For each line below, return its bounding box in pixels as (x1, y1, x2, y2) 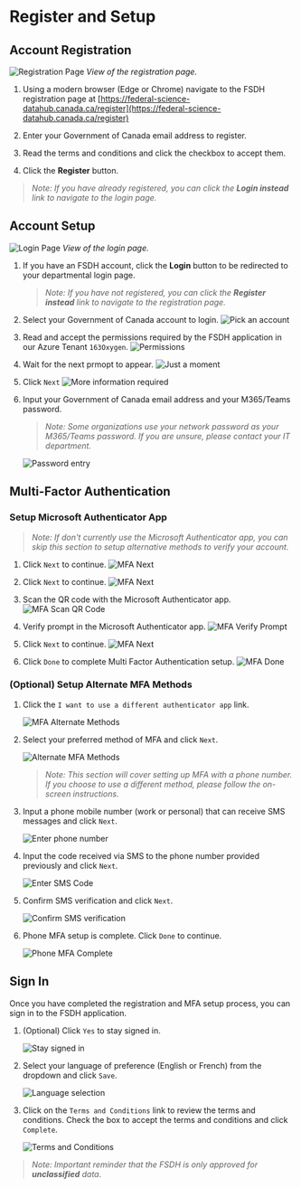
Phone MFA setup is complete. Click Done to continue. (22, 929, 222, 941)
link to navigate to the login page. (31, 193, 157, 203)
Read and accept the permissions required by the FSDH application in (22, 332, 282, 343)
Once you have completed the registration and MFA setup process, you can (9, 997, 291, 1009)
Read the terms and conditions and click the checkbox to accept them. (22, 147, 287, 158)
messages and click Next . (22, 816, 118, 826)
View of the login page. (61, 242, 149, 253)
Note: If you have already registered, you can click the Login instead (31, 183, 289, 193)
